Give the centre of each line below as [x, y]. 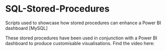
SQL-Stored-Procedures [58, 9]
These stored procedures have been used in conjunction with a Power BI [81, 38]
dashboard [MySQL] [27, 28]
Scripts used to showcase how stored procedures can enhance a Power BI [83, 23]
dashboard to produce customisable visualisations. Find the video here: [80, 43]
